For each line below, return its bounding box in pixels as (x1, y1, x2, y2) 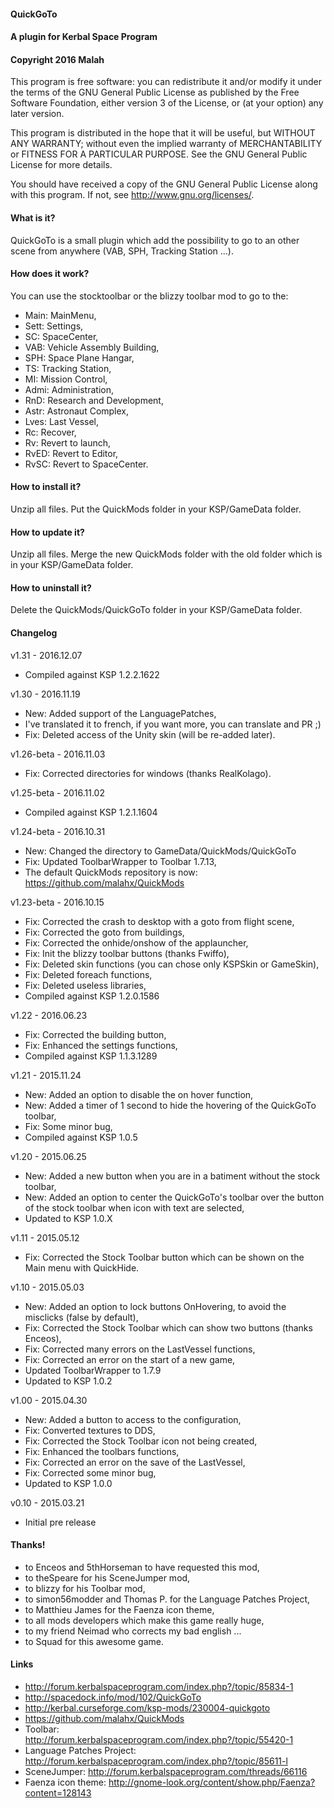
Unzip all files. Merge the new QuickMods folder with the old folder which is (10, 548, 323, 560)
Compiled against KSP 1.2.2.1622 (24, 668, 160, 680)
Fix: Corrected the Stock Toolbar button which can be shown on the (24, 1251, 305, 1263)
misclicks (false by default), (24, 1311, 139, 1323)
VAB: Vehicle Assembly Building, (24, 341, 160, 353)
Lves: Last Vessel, (24, 415, 100, 427)
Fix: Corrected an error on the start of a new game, (24, 1353, 236, 1365)
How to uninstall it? (10, 581, 92, 594)
